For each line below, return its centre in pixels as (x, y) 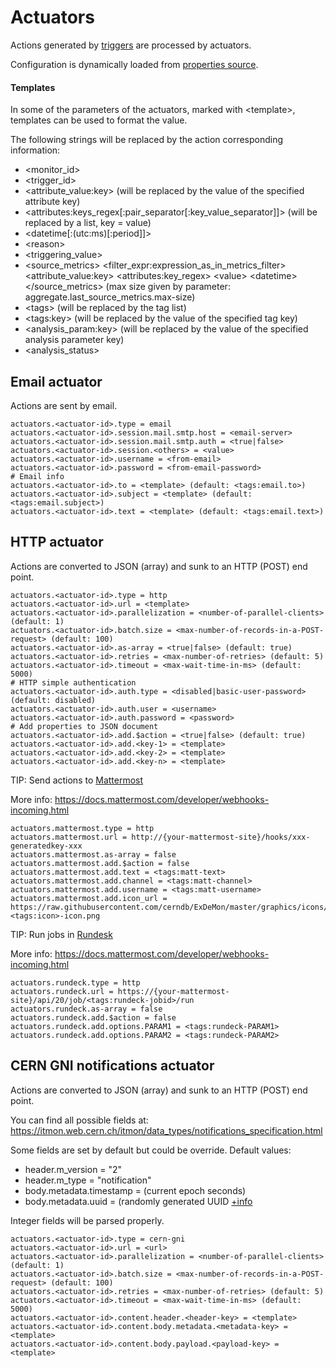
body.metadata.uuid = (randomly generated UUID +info (138, 1201)
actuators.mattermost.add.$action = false (100, 863)
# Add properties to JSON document (84, 726)
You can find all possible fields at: (79, 1120)
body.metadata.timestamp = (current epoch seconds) (135, 1190)
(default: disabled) (53, 700)
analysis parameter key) (74, 340)
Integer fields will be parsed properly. (87, 1220)
